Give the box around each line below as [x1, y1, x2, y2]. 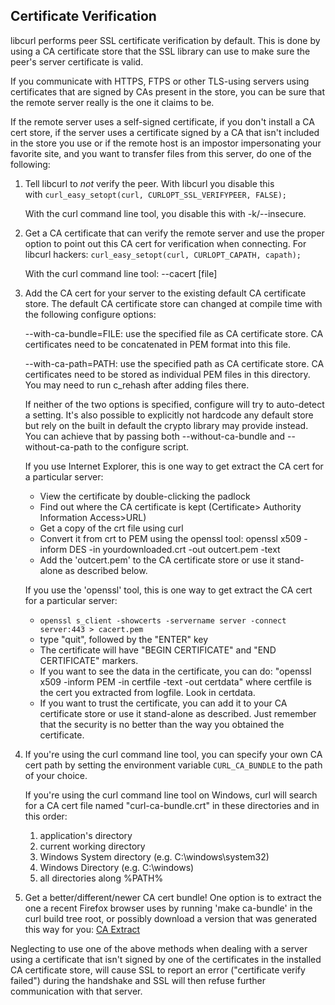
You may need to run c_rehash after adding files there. [24, 379, 250, 391]
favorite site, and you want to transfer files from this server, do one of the [10, 147, 312, 159]
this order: [24, 810, 68, 822]
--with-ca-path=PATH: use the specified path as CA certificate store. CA [24, 357, 325, 369]
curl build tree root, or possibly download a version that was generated [24, 912, 318, 924]
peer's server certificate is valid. [10, 55, 144, 68]
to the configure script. [94, 440, 190, 453]
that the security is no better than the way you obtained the [39, 718, 285, 730]
